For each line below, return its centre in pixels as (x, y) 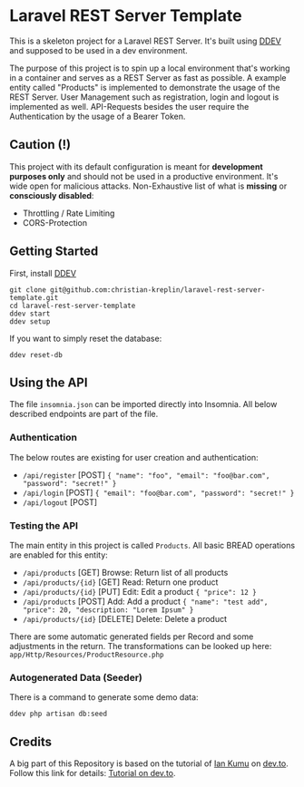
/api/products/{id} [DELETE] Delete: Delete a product (125, 618)
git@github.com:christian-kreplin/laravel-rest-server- (157, 290)
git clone (28, 290)
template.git (34, 297)
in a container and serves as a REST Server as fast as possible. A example (148, 77)
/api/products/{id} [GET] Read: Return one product (120, 582)
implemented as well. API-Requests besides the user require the (129, 106)
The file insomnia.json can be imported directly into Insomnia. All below (143, 404)
